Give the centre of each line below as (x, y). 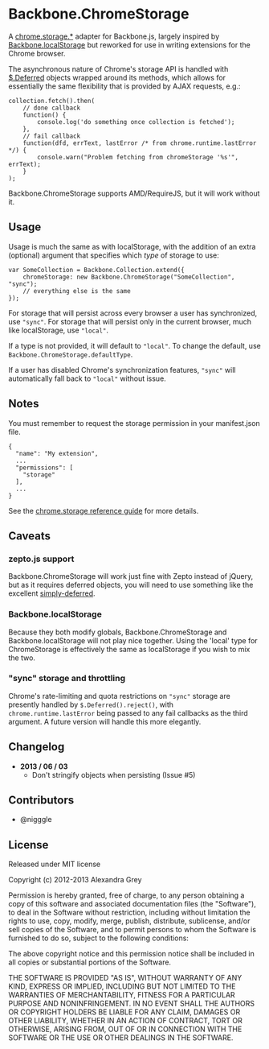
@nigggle (36, 820)
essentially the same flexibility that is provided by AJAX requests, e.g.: (124, 86)
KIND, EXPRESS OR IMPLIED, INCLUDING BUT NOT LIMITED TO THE (122, 986)
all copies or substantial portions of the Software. (90, 962)
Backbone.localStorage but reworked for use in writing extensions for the (129, 44)
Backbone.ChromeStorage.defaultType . (71, 354)
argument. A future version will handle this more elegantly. (105, 721)
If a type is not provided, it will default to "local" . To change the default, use (134, 345)
